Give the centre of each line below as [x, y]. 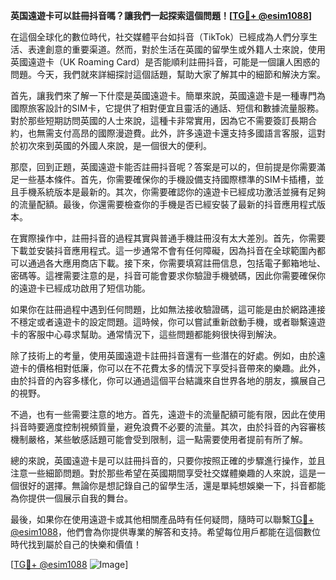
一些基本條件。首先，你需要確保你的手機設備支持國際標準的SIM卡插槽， [167, 179]
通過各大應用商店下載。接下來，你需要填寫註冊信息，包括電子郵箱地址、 [176, 263]
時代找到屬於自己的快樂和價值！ [76, 544]
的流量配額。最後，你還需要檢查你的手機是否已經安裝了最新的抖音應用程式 [163, 204]
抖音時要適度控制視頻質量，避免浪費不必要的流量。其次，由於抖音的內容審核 [168, 427]
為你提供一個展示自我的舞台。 [71, 498]
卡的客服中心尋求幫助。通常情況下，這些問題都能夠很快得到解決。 [146, 334]
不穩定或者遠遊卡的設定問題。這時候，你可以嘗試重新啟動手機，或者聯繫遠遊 [168, 322]
